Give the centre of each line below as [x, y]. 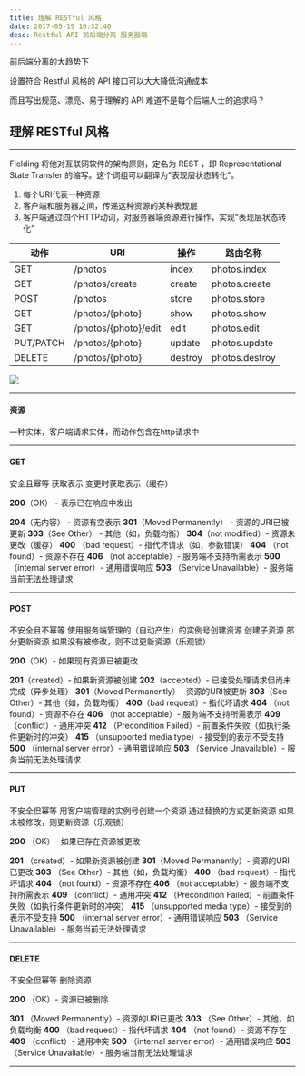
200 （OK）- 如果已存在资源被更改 [75, 841]
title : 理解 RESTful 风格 [56, 18]
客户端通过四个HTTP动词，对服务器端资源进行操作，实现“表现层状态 [150, 217]
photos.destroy [244, 358]
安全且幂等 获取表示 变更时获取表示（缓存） [91, 483]
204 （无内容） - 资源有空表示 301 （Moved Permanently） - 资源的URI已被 [149, 522]
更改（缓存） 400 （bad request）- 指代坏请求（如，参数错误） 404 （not [149, 544]
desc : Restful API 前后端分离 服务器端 [79, 35]
